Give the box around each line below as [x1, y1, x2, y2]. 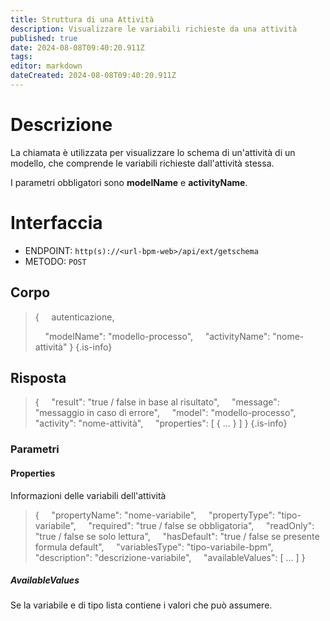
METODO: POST [24, 255, 87, 267]
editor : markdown [10, 61, 83, 71]
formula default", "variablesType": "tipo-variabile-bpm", [34, 541, 274, 553]
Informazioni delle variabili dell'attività [10, 489, 167, 501]
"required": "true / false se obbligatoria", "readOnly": [88, 519, 315, 531]
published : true [10, 33, 78, 43]
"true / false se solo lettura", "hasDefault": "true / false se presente [34, 530, 320, 542]
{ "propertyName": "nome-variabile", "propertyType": [34, 509, 276, 521]
